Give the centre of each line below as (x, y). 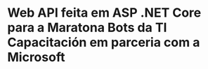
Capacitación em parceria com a (104, 43)
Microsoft (36, 58)
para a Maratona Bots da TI (87, 28)
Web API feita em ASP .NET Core (104, 13)
